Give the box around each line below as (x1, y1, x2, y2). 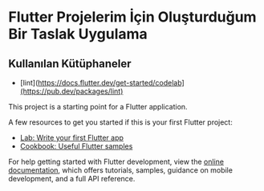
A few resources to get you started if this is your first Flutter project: (8, 117, 233, 127)
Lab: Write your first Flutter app (19, 133, 124, 142)
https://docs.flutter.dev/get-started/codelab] (37, 78, 185, 87)
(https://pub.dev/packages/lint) (19, 86, 124, 96)
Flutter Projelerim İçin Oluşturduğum (8, 8, 257, 26)
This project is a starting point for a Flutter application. (8, 102, 188, 111)
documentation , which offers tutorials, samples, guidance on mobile (8, 165, 233, 175)
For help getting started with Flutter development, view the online (8, 157, 225, 166)
